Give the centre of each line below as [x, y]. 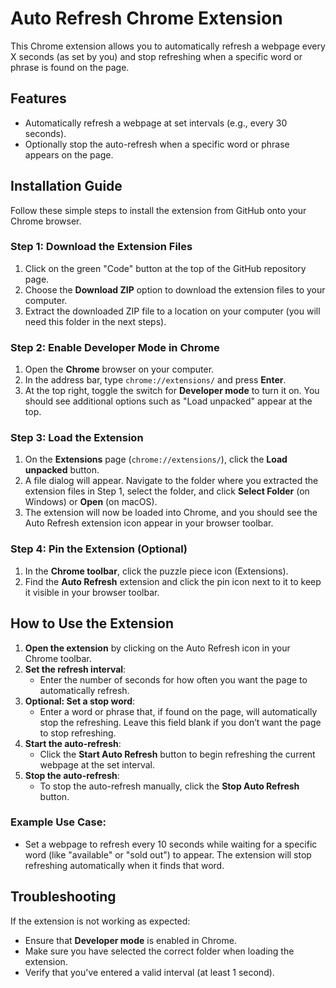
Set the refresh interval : [75, 669]
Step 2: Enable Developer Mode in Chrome [115, 347]
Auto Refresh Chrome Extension [146, 18]
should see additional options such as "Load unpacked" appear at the [168, 401]
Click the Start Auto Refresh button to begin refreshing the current [177, 754]
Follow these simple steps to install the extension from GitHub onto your [158, 210]
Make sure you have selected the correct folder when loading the [159, 951]
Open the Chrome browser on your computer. [119, 369]
